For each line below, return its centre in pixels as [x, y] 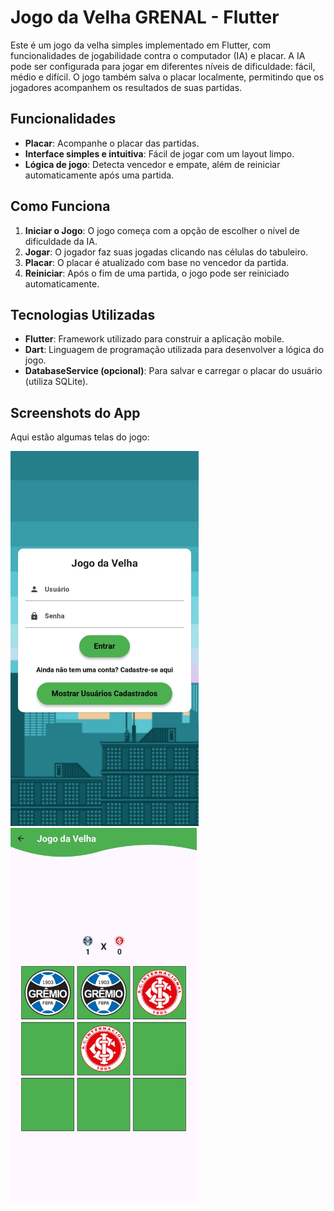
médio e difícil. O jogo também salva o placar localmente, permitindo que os [167, 77]
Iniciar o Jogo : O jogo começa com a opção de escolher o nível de [162, 230]
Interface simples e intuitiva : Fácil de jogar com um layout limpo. [159, 153]
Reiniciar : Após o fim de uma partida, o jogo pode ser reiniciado [157, 273]
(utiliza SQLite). [56, 382]
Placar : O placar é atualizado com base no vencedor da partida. [157, 262]
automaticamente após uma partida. [99, 175]
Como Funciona [60, 206]
